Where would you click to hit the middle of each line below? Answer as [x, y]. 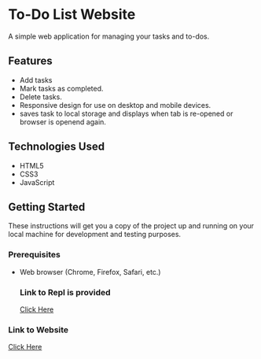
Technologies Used [56, 147]
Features [30, 61]
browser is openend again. [62, 122]
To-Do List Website [72, 15]
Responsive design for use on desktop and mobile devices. [115, 105]
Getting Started [47, 207]
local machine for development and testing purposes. [95, 235]
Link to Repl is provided [65, 292]
